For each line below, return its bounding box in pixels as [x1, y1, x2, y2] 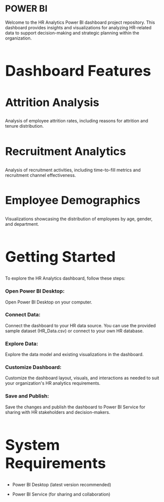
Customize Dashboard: [5, 364, 62, 371]
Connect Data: [5, 311, 41, 318]
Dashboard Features [5, 61, 152, 80]
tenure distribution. [5, 123, 44, 129]
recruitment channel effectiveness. [5, 172, 76, 178]
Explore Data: [5, 340, 39, 347]
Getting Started [5, 247, 116, 266]
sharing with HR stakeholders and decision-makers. [5, 409, 110, 415]
